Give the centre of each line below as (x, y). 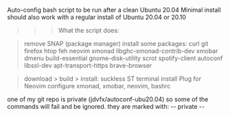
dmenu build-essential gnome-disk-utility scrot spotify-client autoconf (123, 58)
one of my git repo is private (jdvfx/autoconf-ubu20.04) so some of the (108, 99)
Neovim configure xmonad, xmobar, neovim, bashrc (97, 86)
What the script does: (89, 30)
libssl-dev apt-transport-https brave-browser (88, 65)
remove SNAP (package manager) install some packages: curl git (116, 43)
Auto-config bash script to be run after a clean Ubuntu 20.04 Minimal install (114, 10)
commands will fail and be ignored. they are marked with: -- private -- (106, 106)
